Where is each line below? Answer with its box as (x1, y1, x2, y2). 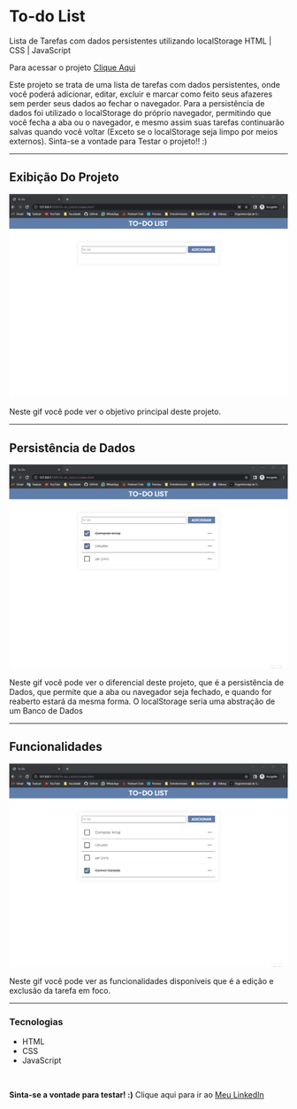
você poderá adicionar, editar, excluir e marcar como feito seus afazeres (9, 89, 273, 99)
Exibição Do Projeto (9, 170, 119, 185)
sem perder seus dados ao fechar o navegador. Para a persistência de (9, 98, 265, 108)
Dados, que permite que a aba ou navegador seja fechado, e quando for (9, 686, 272, 697)
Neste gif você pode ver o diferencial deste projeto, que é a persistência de (9, 676, 285, 688)
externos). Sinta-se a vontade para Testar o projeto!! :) (9, 136, 208, 146)
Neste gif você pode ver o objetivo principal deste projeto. (9, 406, 222, 418)
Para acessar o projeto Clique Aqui (9, 62, 136, 73)
